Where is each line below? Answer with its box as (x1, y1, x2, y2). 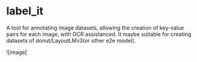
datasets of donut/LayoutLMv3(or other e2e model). (6, 37, 136, 44)
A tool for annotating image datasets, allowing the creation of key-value (6, 24, 184, 31)
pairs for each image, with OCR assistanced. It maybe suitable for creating (6, 30, 192, 37)
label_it (6, 4, 44, 18)
